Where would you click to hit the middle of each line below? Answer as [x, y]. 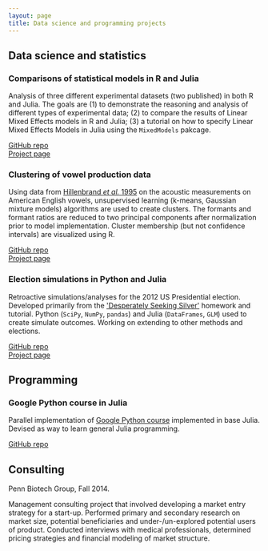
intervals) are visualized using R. [62, 235]
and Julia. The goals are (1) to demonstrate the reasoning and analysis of [128, 104]
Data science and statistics [77, 56]
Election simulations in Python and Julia [88, 280]
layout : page [30, 16]
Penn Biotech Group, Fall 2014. [59, 489]
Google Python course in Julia [68, 403]
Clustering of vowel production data [80, 175]
